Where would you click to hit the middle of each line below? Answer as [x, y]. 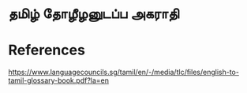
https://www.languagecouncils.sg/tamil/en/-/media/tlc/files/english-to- [123, 73]
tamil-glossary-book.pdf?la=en [58, 80]
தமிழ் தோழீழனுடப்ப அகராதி [94, 14]
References [47, 50]
